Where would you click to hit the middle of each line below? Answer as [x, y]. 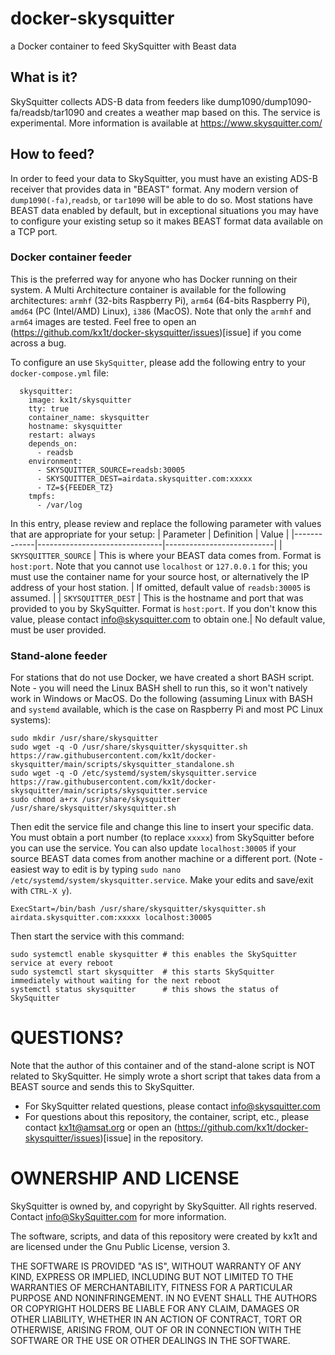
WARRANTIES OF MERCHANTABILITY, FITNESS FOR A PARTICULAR [151, 1288]
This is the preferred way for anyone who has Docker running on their [154, 279]
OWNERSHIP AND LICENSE [125, 1178]
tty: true [49, 408]
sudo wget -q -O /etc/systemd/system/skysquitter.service [133, 773]
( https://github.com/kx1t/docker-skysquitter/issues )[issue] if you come [156, 332]
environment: [55, 461]
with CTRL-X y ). [41, 891]
